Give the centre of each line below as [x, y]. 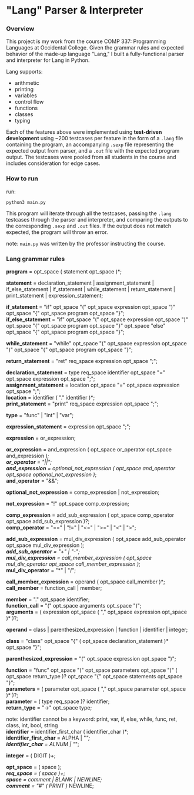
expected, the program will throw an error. [57, 232]
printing [24, 90]
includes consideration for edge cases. [53, 163]
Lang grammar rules [36, 259]
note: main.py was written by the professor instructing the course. [86, 243]
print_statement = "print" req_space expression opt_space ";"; [82, 404]
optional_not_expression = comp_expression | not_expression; [83, 492]
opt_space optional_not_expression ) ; [51, 474]
